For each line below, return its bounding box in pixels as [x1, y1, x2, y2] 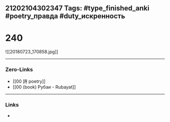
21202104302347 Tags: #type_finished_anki [5, 4, 150, 13]
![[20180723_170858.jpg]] [5, 49, 58, 55]
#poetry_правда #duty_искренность [5, 12, 125, 21]
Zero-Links [5, 66, 33, 73]
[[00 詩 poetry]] [12, 78, 46, 84]
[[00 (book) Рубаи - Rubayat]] [12, 84, 76, 90]
